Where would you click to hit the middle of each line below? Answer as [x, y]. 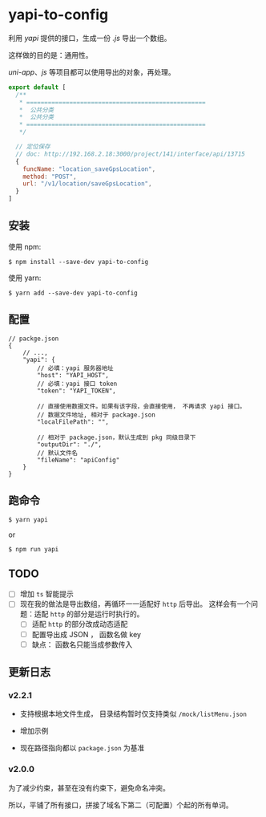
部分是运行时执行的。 [109, 614]
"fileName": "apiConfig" [79, 460]
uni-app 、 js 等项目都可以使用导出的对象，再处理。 [92, 72]
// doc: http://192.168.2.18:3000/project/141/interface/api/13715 [131, 154]
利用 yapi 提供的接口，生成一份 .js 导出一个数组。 [90, 38]
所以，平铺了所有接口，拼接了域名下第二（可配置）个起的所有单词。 [121, 805]
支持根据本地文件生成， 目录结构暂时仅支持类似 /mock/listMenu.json [133, 714]
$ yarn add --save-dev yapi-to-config [73, 293]
